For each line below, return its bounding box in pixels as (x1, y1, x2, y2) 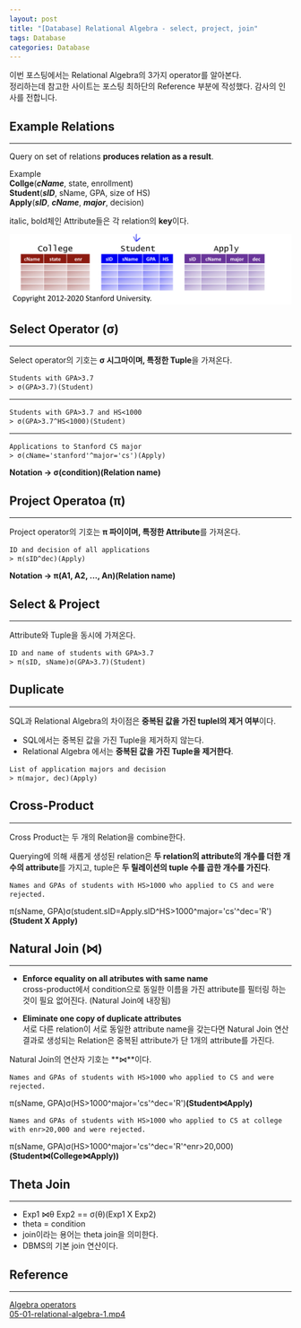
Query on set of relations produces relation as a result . (9, 151, 214, 162)
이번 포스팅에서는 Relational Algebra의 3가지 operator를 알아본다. (9, 70, 242, 81)
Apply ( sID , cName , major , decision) (9, 198, 145, 208)
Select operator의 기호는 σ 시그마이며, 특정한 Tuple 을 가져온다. (9, 355, 233, 365)
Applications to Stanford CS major (9, 443, 142, 452)
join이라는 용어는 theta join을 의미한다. (21, 1229, 159, 1240)
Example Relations (9, 119, 115, 134)
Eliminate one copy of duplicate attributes (21, 1013, 182, 1024)
